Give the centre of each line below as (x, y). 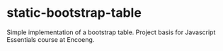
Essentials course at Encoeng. (51, 39)
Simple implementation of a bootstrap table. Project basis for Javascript (111, 32)
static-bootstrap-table (74, 13)
